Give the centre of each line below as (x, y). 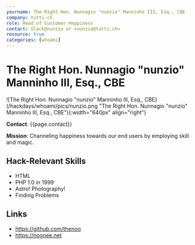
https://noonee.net (38, 235)
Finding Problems (37, 195)
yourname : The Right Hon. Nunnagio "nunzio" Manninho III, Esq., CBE (96, 12)
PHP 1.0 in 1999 (35, 182)
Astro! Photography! (40, 189)
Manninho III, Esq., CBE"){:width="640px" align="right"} (76, 112)
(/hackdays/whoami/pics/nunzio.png (52, 106)
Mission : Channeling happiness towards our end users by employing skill (98, 136)
